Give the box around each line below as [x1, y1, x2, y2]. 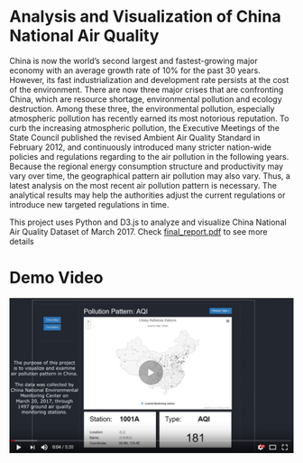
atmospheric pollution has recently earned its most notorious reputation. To [9, 113, 289, 124]
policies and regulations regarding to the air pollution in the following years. [9, 151, 289, 162]
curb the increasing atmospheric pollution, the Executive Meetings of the [9, 122, 280, 133]
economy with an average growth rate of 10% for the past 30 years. [9, 65, 262, 76]
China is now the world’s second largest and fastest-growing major [9, 55, 259, 66]
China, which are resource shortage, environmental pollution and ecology [9, 93, 282, 105]
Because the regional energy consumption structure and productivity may [9, 161, 284, 171]
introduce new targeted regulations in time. [9, 199, 170, 209]
